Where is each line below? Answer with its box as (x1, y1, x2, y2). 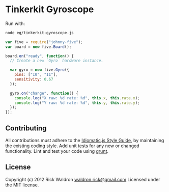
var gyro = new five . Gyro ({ (10, 67, 70, 72)
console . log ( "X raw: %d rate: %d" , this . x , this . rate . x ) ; (14, 95, 140, 100)
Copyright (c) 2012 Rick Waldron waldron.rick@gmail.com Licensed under (5, 176, 160, 182)
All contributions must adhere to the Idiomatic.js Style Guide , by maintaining (5, 138, 164, 143)
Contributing (5, 124, 47, 132)
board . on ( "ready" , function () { (5, 53, 74, 59)
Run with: (5, 20, 25, 26)
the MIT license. (5, 182, 39, 188)
